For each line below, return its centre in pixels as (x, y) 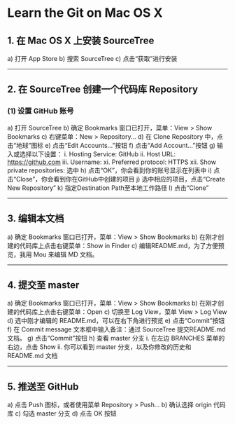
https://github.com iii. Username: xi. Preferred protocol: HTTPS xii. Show (112, 162)
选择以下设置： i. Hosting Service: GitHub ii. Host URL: (98, 154)
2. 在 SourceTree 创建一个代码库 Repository (102, 89)
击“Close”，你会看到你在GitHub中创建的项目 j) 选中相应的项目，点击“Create (116, 179)
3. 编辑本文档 (36, 219)
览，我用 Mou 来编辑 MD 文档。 (53, 254)
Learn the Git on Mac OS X (85, 13)
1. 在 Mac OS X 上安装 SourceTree (81, 40)
